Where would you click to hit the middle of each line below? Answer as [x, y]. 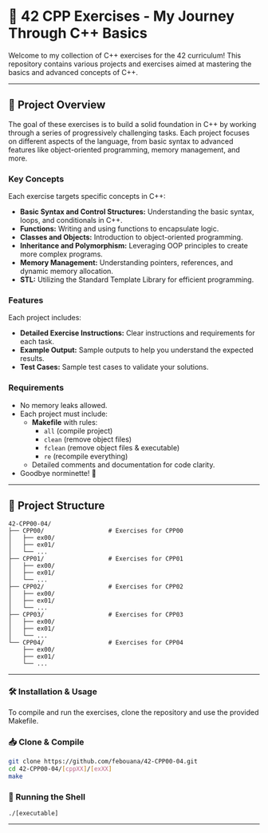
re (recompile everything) [86, 456]
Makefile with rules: [65, 422]
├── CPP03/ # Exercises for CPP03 [96, 615]
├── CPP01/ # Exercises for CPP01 [96, 559]
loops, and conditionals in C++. [71, 220]
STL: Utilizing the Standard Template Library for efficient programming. [137, 280]
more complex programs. [61, 254]
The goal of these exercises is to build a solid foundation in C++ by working [132, 124]
